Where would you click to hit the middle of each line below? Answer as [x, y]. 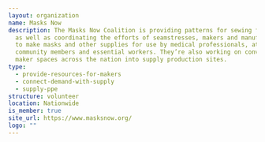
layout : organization [44, 15]
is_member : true [35, 111]
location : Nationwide [44, 103]
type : [17, 67]
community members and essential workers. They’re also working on [129, 52]
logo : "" [22, 125]
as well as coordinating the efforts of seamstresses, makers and [127, 37]
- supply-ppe [37, 89]
